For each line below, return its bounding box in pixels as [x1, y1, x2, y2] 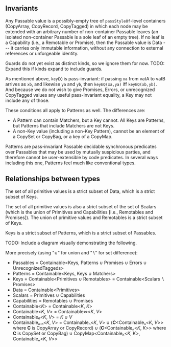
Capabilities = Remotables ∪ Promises [12, 297, 93, 303]
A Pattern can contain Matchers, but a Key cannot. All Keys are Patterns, [12, 117, 165, 123]
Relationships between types [5, 175, 101, 183]
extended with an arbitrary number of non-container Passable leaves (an [5, 28, 158, 35]
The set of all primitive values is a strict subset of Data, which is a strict [5, 188, 155, 194]
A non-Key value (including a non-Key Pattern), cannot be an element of [12, 128, 165, 134]
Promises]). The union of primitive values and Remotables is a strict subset [5, 214, 163, 221]
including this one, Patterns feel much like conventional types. [5, 160, 136, 166]
